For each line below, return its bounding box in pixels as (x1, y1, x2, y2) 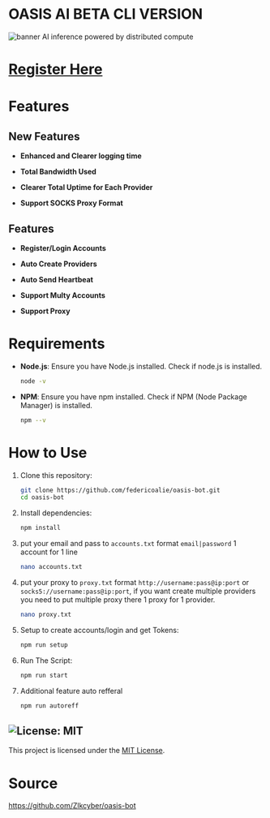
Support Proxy (19, 306, 71, 316)
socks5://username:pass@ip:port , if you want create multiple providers (19, 586, 256, 596)
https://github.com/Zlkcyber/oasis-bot (8, 801, 136, 811)
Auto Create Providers (19, 259, 97, 269)
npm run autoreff (19, 701, 79, 710)
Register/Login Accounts (19, 243, 107, 252)
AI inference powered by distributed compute (41, 32, 194, 41)
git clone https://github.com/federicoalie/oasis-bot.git (19, 486, 221, 494)
